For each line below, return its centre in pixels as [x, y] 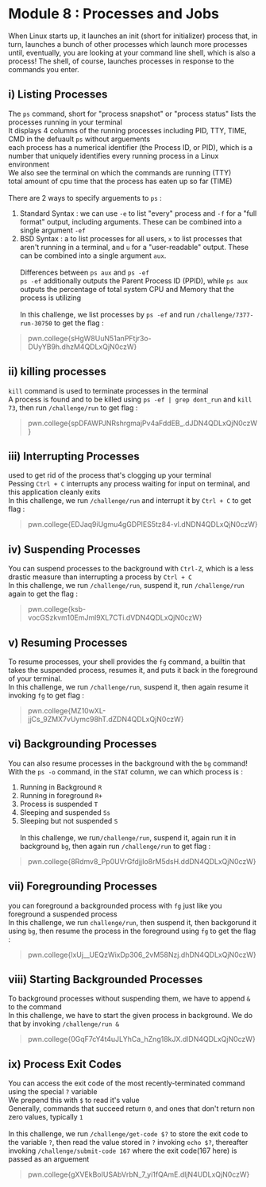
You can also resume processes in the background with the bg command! [128, 763]
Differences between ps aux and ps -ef [84, 272]
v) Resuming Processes [68, 642]
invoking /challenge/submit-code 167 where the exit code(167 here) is [123, 1151]
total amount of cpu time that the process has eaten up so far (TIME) [120, 181]
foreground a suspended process [63, 914]
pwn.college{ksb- [57, 609]
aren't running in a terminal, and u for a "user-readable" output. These [134, 247]
